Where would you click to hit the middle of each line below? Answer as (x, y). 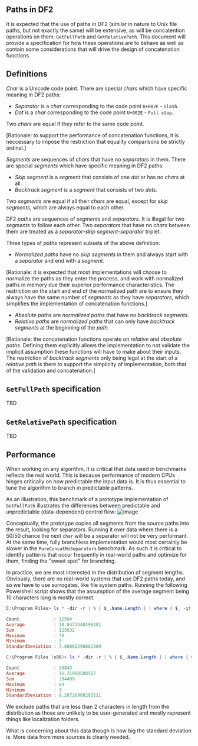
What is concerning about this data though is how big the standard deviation (99, 731)
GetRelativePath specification (61, 422)
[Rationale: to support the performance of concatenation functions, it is (93, 135)
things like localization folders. (43, 719)
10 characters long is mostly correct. (50, 598)
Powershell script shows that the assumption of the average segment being (98, 592)
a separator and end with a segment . (60, 260)
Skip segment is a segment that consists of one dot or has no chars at (100, 177)
